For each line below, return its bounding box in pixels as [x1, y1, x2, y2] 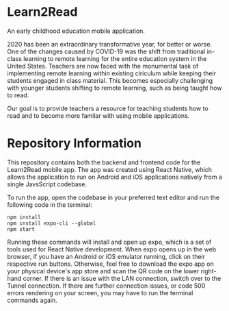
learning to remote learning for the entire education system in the [23, 54, 207, 62]
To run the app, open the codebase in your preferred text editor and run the [7, 193, 220, 201]
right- [200, 266, 217, 275]
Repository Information [7, 136, 142, 151]
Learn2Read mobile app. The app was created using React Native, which [7, 165, 213, 173]
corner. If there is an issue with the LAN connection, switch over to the [23, 274, 221, 282]
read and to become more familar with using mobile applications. [7, 111, 190, 120]
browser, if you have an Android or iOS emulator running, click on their [7, 252, 205, 260]
